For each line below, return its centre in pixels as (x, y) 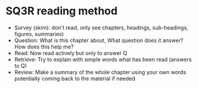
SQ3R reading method (62, 11)
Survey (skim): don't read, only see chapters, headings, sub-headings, (101, 28)
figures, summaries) (39, 34)
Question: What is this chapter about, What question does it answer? (99, 40)
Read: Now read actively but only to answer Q (71, 53)
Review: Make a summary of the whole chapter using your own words (100, 72)
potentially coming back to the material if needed (75, 78)
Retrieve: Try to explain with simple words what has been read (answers (103, 59)
